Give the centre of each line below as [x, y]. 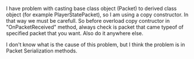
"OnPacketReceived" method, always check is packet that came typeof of [95, 27]
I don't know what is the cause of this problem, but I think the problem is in [96, 44]
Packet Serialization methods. [42, 51]
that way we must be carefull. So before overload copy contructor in [88, 21]
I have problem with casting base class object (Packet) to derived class [91, 8]
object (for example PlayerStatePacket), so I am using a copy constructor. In [97, 15]
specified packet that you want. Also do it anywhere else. [75, 33]
